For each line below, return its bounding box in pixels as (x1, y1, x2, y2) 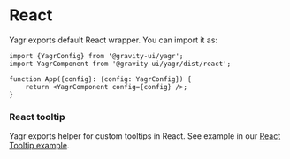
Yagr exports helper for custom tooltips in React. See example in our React (9, 131, 281, 141)
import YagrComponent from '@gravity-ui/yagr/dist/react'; (9, 59, 232, 68)
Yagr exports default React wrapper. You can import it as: (9, 34, 218, 45)
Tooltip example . (9, 140, 70, 151)
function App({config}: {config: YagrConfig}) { (9, 74, 192, 84)
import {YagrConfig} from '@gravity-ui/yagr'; (9, 51, 184, 60)
